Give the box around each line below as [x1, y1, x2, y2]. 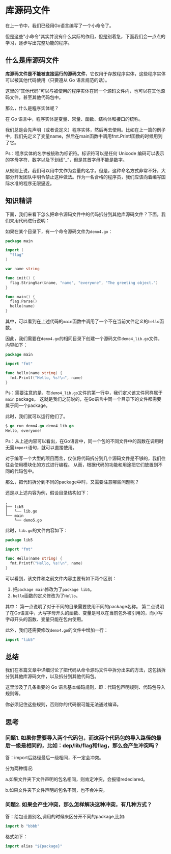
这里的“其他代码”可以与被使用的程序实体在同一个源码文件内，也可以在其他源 [5, 88, 165, 94]
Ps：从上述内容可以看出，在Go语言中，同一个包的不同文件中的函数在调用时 [5, 438, 164, 444]
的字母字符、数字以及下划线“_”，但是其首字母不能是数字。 [5, 157, 127, 163]
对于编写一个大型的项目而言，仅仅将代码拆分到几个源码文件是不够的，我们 [5, 455, 161, 461]
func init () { [5, 275, 36, 280]
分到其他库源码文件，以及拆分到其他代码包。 [5, 674, 99, 680]
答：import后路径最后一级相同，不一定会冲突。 [5, 754, 104, 760]
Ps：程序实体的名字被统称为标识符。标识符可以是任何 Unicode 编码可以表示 [5, 150, 164, 156]
